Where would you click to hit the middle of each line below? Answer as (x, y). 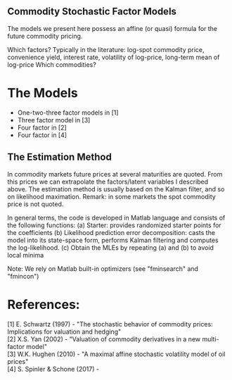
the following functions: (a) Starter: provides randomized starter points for (114, 225)
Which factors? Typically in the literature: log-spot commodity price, (106, 49)
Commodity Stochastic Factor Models (92, 12)
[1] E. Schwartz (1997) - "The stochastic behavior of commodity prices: (110, 324)
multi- (211, 339)
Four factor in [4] (42, 135)
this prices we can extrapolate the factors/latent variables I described (108, 182)
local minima (26, 255)
